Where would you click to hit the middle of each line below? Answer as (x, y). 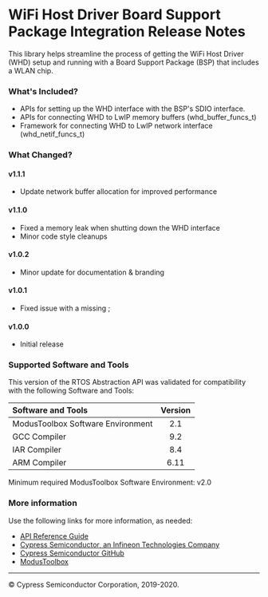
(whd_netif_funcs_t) (52, 134)
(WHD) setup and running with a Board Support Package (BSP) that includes (134, 62)
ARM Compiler (39, 463)
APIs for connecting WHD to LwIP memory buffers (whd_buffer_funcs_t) (138, 117)
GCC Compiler (39, 437)
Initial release (41, 344)
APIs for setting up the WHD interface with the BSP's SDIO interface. (132, 109)
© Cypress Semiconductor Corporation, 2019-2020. (94, 584)
